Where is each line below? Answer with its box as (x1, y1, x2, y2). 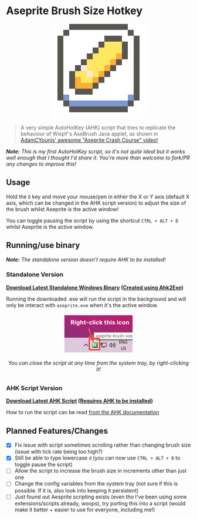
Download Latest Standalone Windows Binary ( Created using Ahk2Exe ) (6, 284, 184, 291)
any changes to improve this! (6, 160, 77, 167)
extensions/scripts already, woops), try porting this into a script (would (14, 500, 186, 507)
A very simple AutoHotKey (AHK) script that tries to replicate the (20, 124, 176, 131)
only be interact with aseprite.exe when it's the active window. (6, 301, 158, 308)
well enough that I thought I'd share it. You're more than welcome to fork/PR (6, 154, 191, 161)
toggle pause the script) (14, 461, 73, 468)
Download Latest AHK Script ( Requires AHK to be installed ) (6, 397, 154, 404)
